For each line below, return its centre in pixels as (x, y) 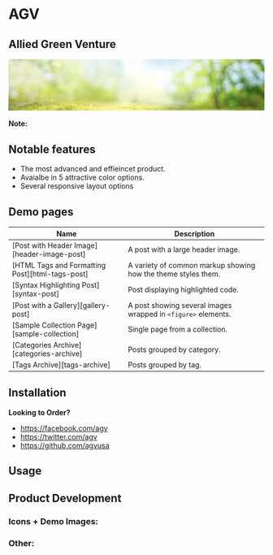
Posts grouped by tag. (165, 365)
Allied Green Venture (62, 44)
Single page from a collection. (178, 329)
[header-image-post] (49, 254)
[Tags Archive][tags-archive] (61, 365)
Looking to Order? (39, 412)
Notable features (52, 149)
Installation (37, 393)
